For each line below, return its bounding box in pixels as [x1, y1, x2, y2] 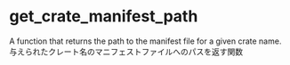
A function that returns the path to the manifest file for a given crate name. [9, 36, 282, 46]
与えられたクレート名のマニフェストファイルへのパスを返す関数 [9, 46, 243, 57]
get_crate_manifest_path [9, 6, 198, 27]
